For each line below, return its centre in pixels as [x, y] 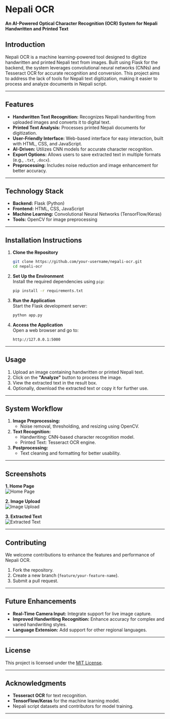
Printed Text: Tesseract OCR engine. [58, 442]
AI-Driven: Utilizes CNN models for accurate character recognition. [83, 149]
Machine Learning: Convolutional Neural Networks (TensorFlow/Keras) [87, 214]
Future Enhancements [41, 601]
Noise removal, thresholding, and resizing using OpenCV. [80, 426]
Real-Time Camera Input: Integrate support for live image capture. [82, 614]
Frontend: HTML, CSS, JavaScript [48, 209]
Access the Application [38, 325]
